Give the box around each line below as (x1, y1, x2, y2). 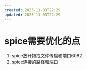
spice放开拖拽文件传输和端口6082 (11, 53, 83, 59)
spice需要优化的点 (4, 35, 81, 47)
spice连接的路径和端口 (11, 59, 58, 65)
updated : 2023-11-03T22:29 (4, 12, 61, 17)
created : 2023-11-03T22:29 (4, 7, 61, 13)
